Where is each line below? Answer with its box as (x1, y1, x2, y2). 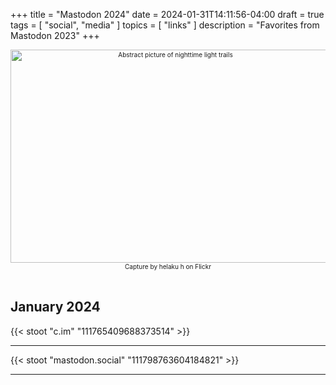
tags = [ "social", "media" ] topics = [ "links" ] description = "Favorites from (10, 19, 320, 31)
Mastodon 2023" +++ (10, 30, 100, 41)
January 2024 (10, 299, 101, 316)
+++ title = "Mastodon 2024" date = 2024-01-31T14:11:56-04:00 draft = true (10, 9, 325, 20)
